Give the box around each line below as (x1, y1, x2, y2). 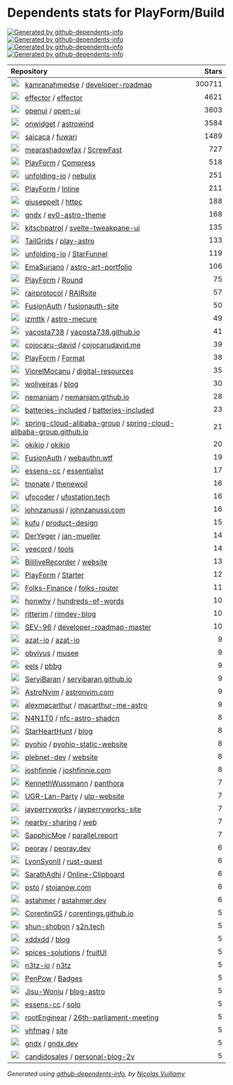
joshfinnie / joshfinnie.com (24, 765, 111, 775)
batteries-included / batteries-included (24, 405, 155, 414)
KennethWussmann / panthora (24, 778, 124, 788)
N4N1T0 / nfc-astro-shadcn (24, 713, 120, 723)
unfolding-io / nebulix (24, 171, 96, 180)
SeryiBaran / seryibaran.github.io (24, 674, 132, 684)
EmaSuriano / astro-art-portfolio (24, 262, 132, 271)
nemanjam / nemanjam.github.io (24, 392, 130, 402)
